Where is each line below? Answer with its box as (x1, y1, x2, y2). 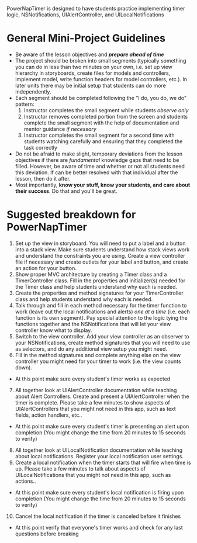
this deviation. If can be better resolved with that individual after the (15, 169, 178, 176)
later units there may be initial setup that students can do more (15, 82, 166, 89)
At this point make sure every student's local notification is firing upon (15, 489, 184, 496)
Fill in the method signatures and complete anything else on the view (15, 351, 181, 358)
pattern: (15, 101, 34, 108)
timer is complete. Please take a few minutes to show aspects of (15, 399, 170, 406)
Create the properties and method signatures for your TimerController (15, 289, 184, 296)
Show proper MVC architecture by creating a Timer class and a (15, 271, 167, 278)
